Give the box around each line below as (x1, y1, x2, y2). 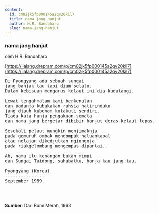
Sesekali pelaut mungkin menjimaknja (5, 128, 98, 134)
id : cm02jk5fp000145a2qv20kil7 (9, 12, 75, 17)
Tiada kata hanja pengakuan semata (5, 113, 92, 119)
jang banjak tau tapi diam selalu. (5, 83, 92, 89)
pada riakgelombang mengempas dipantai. (5, 143, 106, 149)
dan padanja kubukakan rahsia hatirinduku (5, 103, 111, 109)
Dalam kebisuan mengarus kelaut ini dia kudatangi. (5, 88, 135, 94)
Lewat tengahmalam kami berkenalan (5, 98, 92, 104)
